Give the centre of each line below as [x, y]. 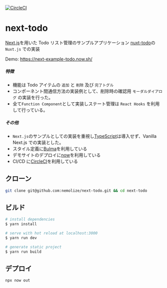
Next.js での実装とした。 [38, 142]
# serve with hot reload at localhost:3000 [52, 233]
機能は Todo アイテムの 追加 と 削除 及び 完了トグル [63, 85]
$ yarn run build [23, 252]
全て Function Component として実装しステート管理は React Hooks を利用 [86, 104]
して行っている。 [30, 110]
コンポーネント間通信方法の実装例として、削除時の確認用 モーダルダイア [86, 91]
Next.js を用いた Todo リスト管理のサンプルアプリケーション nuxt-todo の [80, 42]
